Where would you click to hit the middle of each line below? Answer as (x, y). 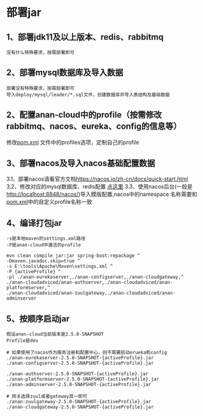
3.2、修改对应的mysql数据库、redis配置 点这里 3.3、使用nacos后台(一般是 (100, 187)
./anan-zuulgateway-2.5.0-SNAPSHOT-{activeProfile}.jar (79, 402)
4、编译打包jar (34, 223)
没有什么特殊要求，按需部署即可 (41, 52)
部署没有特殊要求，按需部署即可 (41, 88)
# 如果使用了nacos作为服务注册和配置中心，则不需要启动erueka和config (87, 353)
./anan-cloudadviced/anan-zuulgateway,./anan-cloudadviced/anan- (91, 293)
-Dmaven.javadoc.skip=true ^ (43, 261)
